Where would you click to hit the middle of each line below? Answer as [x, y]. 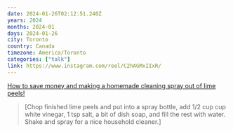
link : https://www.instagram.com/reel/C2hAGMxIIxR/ [84, 66]
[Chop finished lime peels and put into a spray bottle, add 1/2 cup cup [125, 106]
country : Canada [31, 46]
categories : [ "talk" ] [39, 59]
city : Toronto [28, 40]
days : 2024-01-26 [33, 33]
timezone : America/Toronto [47, 53]
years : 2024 [25, 20]
